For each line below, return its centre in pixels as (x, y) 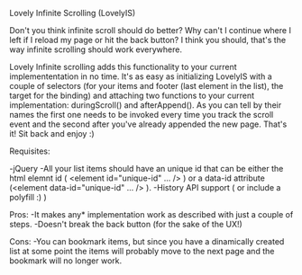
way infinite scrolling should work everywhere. (96, 49)
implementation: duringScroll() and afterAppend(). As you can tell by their (146, 105)
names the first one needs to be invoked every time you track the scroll (142, 115)
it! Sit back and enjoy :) (52, 133)
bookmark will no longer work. (66, 261)
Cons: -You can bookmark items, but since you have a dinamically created (147, 241)
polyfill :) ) (28, 197)
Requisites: (30, 151)
